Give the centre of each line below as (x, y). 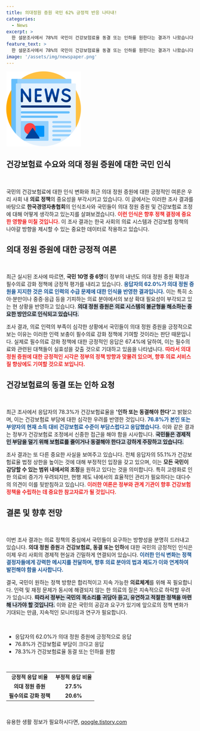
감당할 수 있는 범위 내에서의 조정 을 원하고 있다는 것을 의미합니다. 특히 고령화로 (96, 470)
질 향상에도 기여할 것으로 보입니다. (46, 364)
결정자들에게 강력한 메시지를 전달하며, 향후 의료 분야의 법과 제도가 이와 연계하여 (98, 562)
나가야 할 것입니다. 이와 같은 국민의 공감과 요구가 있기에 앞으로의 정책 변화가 (100, 605)
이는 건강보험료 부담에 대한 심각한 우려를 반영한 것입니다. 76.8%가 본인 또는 (102, 419)
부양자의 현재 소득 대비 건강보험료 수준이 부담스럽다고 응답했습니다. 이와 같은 (95, 427)
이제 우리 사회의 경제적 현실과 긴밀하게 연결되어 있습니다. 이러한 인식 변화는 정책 (99, 555)
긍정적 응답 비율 (30, 677)
